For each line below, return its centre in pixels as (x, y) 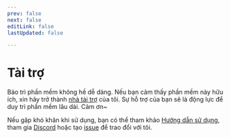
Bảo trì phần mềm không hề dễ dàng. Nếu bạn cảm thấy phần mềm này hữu (115, 92)
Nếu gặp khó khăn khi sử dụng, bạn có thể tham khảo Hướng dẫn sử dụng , (114, 120)
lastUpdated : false (35, 33)
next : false (24, 20)
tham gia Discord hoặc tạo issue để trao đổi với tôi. (80, 128)
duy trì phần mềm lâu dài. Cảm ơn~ (57, 107)
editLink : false (30, 26)
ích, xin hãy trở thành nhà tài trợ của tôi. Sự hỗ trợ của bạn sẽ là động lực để (115, 99)
